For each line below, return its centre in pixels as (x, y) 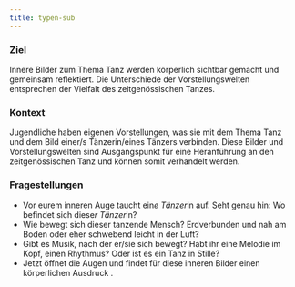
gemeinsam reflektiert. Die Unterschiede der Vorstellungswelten (130, 79)
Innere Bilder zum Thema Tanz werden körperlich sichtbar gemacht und (144, 69)
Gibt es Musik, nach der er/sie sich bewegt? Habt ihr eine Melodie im (152, 243)
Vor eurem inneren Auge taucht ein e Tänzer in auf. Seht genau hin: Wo (154, 205)
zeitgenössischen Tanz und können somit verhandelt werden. (125, 161)
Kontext (27, 112)
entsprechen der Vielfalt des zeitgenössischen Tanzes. (112, 88)
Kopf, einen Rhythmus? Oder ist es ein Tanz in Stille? (121, 253)
